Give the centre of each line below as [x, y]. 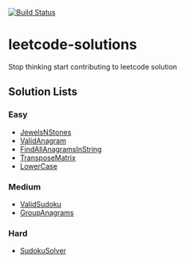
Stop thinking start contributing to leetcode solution [93, 66]
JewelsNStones [45, 132]
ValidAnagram [43, 141]
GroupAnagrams [47, 213]
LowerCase [39, 166]
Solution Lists [43, 92]
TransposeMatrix [47, 157]
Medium [25, 186]
